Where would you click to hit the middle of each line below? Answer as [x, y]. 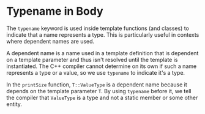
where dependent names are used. [50, 41]
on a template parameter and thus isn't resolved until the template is [92, 59]
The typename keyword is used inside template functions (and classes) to [98, 28]
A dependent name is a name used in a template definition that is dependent [102, 53]
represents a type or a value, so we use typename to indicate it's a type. [96, 72]
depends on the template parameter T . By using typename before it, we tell [99, 91]
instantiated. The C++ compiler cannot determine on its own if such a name [102, 66]
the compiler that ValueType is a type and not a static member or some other [102, 97]
